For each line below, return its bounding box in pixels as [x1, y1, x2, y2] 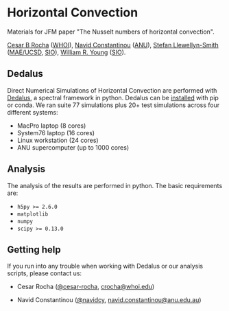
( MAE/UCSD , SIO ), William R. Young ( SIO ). [7, 48, 126, 56]
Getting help [7, 244, 61, 255]
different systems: [7, 108, 58, 116]
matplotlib [16, 211, 49, 218]
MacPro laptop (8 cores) [16, 122, 86, 130]
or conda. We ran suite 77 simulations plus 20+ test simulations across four [7, 101, 220, 109]
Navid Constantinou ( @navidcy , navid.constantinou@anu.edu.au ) [16, 296, 202, 304]
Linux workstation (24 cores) [16, 136, 99, 144]
